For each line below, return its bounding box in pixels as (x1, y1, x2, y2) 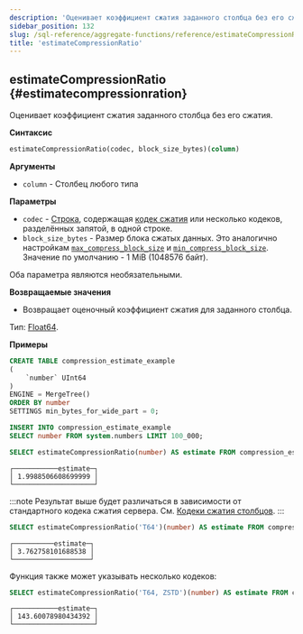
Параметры (9, 196, 57, 207)
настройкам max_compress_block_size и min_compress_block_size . (22, 242, 269, 253)
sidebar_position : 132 (9, 22, 95, 31)
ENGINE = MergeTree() (9, 390, 91, 400)
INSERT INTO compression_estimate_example (9, 423, 171, 433)
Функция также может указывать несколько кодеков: (9, 570, 217, 582)
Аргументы (9, 161, 56, 171)
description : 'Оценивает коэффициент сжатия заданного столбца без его (9, 13, 284, 23)
